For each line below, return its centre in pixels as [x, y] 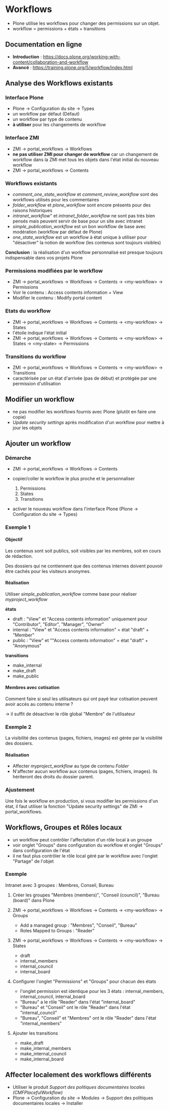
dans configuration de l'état [41, 850]
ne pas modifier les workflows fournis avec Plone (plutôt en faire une [84, 411]
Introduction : [27, 57]
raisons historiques [32, 210]
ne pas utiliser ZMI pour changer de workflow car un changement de [85, 154]
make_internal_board [42, 1059]
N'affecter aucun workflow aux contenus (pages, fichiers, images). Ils [85, 771]
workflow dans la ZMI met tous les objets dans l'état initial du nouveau [86, 160]
